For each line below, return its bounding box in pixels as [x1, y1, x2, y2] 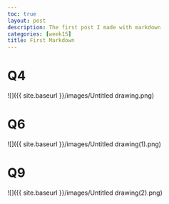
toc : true [7, 10, 37, 18]
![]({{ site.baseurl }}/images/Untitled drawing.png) [7, 91, 155, 100]
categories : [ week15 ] [7, 30, 72, 38]
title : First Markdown [7, 37, 75, 44]
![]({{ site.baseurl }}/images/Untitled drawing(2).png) [7, 188, 163, 197]
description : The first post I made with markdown [7, 24, 161, 31]
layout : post [7, 17, 46, 24]
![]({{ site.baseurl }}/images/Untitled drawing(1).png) [7, 140, 162, 148]
